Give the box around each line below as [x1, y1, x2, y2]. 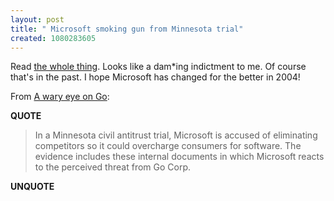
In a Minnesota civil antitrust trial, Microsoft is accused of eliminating [34, 129, 318, 141]
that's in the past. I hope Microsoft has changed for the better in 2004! [10, 71, 301, 83]
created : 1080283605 [10, 33, 97, 43]
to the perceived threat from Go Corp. [34, 161, 192, 173]
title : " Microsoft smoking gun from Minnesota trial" [10, 24, 244, 34]
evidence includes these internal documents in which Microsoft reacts [34, 151, 325, 163]
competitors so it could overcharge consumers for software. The [34, 140, 302, 152]
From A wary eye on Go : [10, 91, 110, 103]
